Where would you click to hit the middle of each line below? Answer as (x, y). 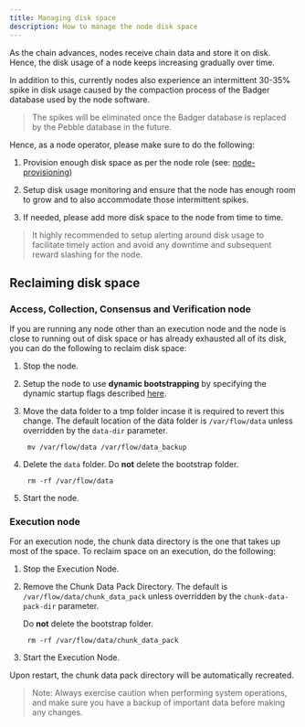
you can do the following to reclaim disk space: (98, 348)
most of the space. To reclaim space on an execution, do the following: (143, 551)
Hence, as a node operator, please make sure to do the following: (132, 144)
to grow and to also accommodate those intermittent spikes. (136, 199)
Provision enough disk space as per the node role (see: (126, 162)
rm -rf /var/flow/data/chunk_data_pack (103, 641)
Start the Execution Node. (71, 658)
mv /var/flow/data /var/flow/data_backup (107, 448)
